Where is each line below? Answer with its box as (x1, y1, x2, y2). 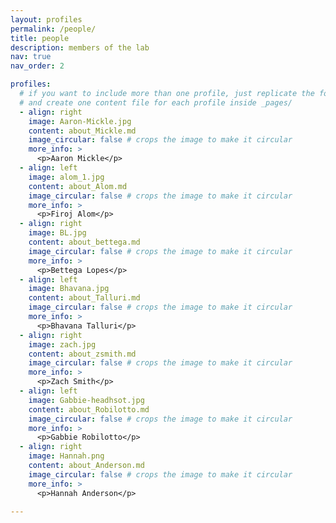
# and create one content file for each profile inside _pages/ (19, 97, 293, 108)
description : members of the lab (10, 42, 150, 53)
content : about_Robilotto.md (28, 404, 150, 415)
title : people (10, 33, 70, 43)
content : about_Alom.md (28, 181, 128, 191)
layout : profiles (10, 14, 83, 25)
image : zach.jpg (28, 339, 97, 350)
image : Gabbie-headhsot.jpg (28, 395, 145, 405)
